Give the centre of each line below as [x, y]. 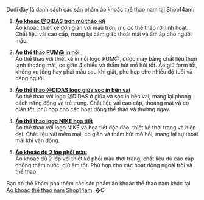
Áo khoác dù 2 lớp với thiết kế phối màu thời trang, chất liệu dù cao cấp [104, 159]
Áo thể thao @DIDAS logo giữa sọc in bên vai [73, 90]
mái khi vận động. [37, 140]
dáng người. [30, 78]
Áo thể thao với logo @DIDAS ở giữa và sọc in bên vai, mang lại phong [103, 96]
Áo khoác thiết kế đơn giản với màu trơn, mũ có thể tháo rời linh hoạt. [102, 28]
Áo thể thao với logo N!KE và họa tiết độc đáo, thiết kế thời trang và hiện [105, 127]
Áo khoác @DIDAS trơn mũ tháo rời [60, 21]
